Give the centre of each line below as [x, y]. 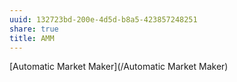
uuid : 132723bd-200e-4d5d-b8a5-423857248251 [103, 19]
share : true [34, 29]
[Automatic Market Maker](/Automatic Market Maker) [119, 67]
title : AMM [32, 38]
